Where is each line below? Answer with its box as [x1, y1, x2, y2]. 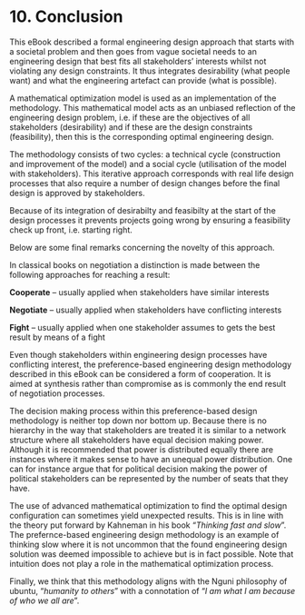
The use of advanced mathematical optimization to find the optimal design [9, 500, 288, 511]
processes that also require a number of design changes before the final [9, 177, 280, 188]
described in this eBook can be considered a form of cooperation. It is [9, 368, 271, 379]
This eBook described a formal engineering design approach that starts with [9, 36, 295, 47]
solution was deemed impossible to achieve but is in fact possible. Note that [9, 548, 294, 560]
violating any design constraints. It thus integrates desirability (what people [9, 65, 290, 76]
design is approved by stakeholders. [9, 187, 145, 198]
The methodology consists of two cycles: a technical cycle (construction [9, 148, 281, 160]
